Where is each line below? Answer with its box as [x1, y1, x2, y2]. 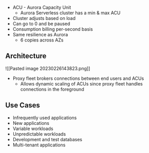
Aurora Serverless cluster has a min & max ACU [20, 10, 121, 16]
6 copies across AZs [20, 37, 64, 43]
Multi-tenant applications [12, 142, 66, 148]
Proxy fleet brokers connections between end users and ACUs [12, 75, 144, 81]
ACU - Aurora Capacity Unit [12, 5, 71, 10]
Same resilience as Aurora [12, 32, 68, 37]
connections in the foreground [20, 86, 84, 92]
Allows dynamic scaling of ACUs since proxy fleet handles [20, 80, 143, 86]
